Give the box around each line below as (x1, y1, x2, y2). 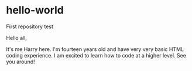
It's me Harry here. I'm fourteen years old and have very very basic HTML (6, 45, 184, 53)
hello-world (6, 4, 64, 17)
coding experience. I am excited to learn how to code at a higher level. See (6, 52, 186, 59)
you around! (6, 58, 35, 65)
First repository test (6, 23, 54, 30)
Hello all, (6, 34, 28, 41)
